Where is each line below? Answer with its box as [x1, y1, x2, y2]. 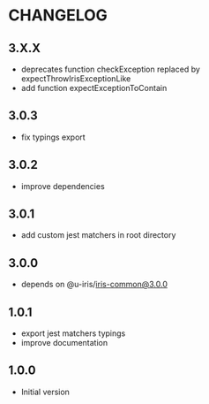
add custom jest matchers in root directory [20, 230, 176, 240]
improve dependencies [20, 180, 105, 191]
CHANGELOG [8, 5, 108, 26]
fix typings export [20, 132, 86, 142]
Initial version [20, 386, 70, 397]
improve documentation [20, 338, 108, 348]
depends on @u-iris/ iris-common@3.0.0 [20, 279, 168, 290]
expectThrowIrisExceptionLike [20, 73, 131, 84]
